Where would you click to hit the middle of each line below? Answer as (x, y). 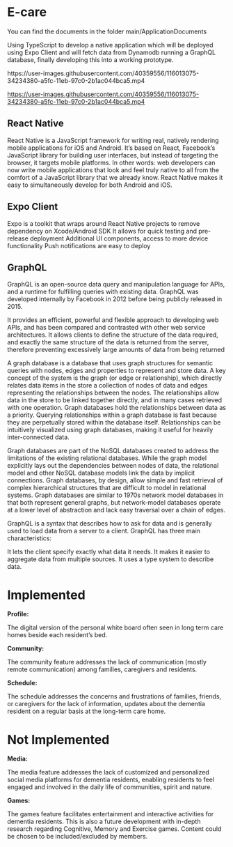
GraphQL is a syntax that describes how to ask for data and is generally (110, 524)
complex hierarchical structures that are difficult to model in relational (107, 488)
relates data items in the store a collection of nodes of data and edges (107, 386)
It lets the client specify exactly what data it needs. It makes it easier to (109, 552)
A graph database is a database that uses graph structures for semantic (110, 363)
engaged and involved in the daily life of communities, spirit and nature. (110, 787)
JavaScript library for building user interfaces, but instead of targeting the (113, 155)
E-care (27, 12)
